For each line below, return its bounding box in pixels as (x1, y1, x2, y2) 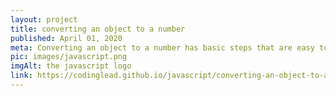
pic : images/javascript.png (10, 52, 128, 62)
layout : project (10, 14, 78, 25)
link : (10, 71, 33, 81)
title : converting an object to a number (10, 24, 186, 34)
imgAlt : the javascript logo (10, 61, 132, 71)
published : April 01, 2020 (10, 33, 123, 43)
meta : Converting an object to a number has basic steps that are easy (10, 42, 315, 53)
